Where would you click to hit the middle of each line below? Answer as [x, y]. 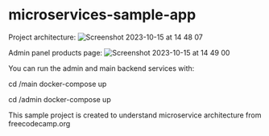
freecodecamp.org [39, 123]
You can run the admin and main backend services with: [101, 68]
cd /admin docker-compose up [60, 99]
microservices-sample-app [102, 15]
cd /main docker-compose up [58, 84]
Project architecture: [42, 37]
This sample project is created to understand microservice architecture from [135, 115]
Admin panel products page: [56, 52]
